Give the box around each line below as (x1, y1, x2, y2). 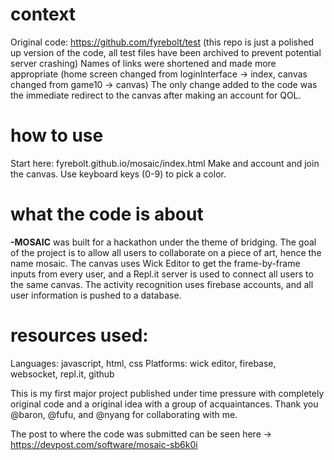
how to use (10, 124, 104, 147)
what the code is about (10, 203, 204, 226)
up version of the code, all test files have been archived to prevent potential (10, 46, 322, 58)
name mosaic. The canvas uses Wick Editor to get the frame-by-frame (10, 257, 301, 269)
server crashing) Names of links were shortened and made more (10, 57, 277, 69)
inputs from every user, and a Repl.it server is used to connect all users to (10, 268, 314, 280)
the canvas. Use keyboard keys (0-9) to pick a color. (10, 168, 227, 180)
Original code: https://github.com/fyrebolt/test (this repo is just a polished (10, 36, 314, 48)
